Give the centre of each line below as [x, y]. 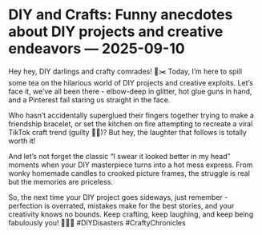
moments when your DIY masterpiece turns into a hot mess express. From [131, 165]
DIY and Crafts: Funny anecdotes [121, 15]
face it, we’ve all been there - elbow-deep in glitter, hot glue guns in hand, [130, 91]
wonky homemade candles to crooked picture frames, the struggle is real [129, 173]
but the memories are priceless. [61, 181]
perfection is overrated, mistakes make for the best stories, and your [121, 205]
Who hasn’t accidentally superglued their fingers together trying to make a [131, 115]
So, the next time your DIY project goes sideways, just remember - [118, 197]
